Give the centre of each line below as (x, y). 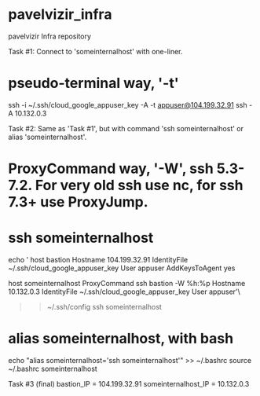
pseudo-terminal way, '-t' (93, 83)
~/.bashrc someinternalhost (53, 368)
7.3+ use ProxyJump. (78, 202)
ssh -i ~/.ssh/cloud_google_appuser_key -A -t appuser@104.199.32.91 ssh (128, 104)
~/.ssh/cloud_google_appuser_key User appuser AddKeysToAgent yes (122, 268)
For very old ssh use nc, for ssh (139, 185)
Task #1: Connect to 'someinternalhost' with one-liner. (95, 51)
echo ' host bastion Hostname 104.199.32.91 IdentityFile (98, 260)
